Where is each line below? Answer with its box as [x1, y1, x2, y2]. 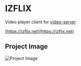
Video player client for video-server [5, 19, 76, 25]
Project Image [5, 42, 48, 51]
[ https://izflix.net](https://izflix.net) [5, 28, 74, 34]
